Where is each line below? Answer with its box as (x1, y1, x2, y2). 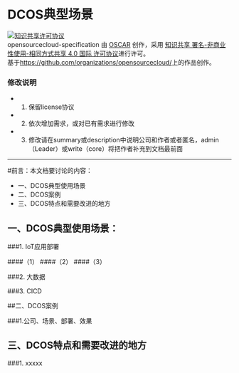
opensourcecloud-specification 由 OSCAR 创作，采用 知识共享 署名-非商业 (7, 40, 226, 48)
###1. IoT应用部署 (7, 243, 60, 251)
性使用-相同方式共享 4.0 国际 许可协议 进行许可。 (7, 49, 150, 58)
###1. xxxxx (7, 359, 43, 367)
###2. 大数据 (7, 273, 46, 281)
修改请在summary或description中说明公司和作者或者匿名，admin (28, 136, 219, 145)
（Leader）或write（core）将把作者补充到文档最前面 (28, 145, 184, 153)
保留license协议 (28, 103, 75, 111)
